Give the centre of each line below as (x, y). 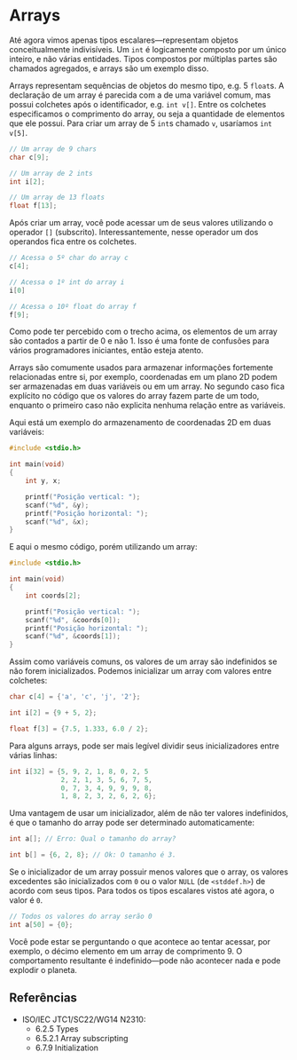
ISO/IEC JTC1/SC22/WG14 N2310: (84, 1019)
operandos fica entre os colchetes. (73, 241)
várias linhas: (33, 755)
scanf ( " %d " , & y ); (57, 505)
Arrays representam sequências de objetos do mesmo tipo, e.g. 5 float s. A (147, 85)
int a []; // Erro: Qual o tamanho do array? (93, 839)
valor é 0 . (26, 900)
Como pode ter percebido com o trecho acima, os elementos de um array (143, 332)
